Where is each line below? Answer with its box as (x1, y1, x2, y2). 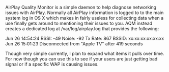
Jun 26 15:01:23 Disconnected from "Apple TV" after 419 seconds (5, 41, 143, 47)
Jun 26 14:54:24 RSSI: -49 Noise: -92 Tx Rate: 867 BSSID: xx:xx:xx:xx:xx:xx (5, 35, 164, 41)
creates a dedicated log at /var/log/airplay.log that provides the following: (5, 26, 159, 32)
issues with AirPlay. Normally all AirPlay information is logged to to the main (5, 10, 164, 16)
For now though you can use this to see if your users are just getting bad (5, 56, 158, 62)
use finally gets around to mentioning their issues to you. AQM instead (5, 20, 153, 26)
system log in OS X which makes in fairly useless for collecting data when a (5, 15, 164, 21)
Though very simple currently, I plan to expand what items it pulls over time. (5, 50, 164, 56)
